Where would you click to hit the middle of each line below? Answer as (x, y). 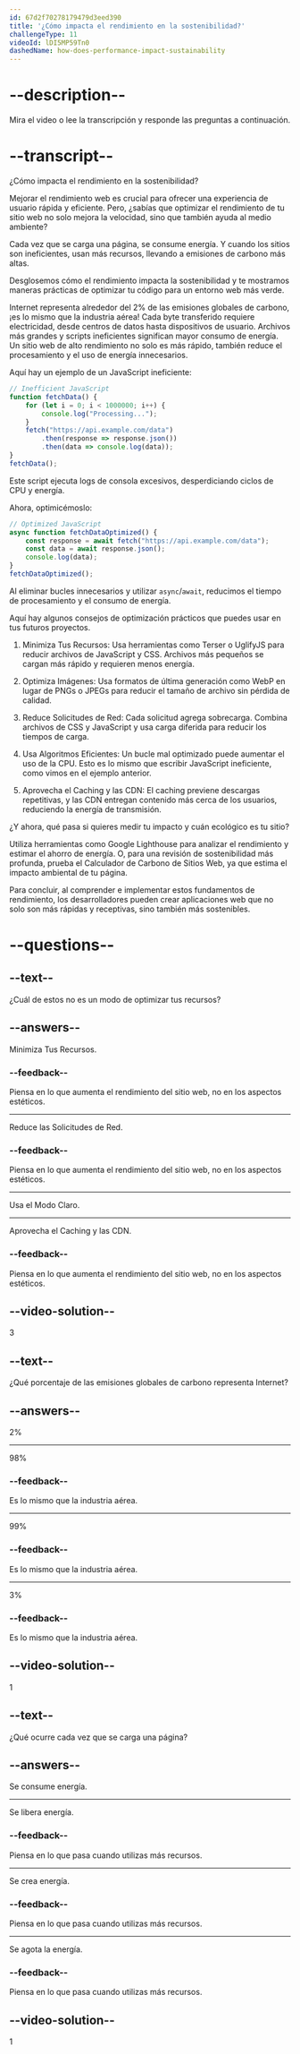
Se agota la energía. (46, 1949)
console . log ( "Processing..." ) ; (100, 414)
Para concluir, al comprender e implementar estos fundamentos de (132, 890)
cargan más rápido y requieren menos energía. (108, 663)
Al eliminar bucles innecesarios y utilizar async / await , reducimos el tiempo (146, 591)
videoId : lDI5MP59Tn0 (50, 43)
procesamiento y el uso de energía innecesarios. (99, 355)
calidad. (37, 700)
